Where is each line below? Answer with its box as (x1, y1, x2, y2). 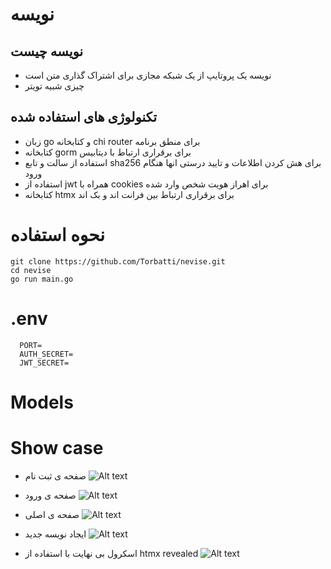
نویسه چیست (10, 43, 84, 60)
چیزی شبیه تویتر (24, 80, 85, 92)
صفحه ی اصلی (24, 508, 80, 520)
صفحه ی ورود (24, 489, 77, 501)
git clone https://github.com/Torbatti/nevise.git (10, 256, 226, 267)
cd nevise (10, 265, 52, 275)
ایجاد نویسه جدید (24, 528, 87, 540)
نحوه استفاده (10, 224, 106, 246)
